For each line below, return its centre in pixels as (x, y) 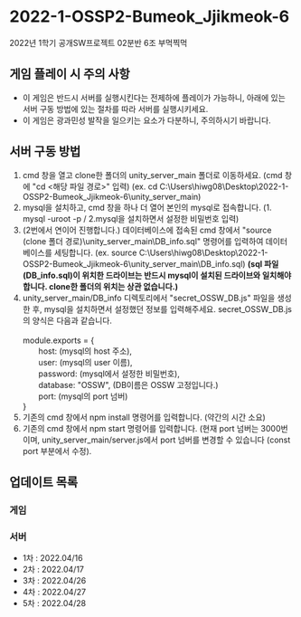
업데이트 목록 (44, 482)
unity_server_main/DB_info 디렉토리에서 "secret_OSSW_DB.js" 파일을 (149, 298)
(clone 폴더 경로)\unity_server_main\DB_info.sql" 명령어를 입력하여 (143, 241)
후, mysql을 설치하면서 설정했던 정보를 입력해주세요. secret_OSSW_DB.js (162, 308)
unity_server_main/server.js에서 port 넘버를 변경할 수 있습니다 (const (166, 440)
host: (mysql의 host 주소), (85, 351)
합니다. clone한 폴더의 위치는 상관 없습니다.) (100, 286)
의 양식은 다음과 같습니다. (67, 320)
